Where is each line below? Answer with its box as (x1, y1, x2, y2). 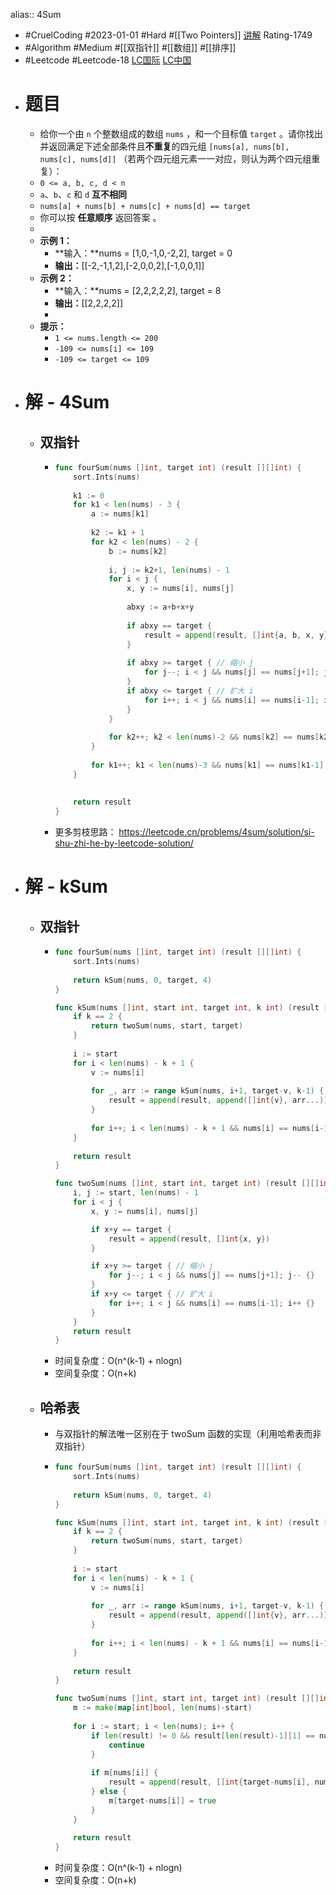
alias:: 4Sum (10, 9, 62, 20)
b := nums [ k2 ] (108, 546, 168, 556)
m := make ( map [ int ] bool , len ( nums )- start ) (73, 1703, 253, 1713)
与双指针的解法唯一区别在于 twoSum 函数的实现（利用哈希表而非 (54, 1428, 322, 1440)
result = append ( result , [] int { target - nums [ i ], (108, 1777, 311, 1788)
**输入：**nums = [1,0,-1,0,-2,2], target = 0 (54, 247, 233, 259)
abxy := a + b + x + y (126, 602, 195, 613)
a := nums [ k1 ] (90, 509, 150, 519)
